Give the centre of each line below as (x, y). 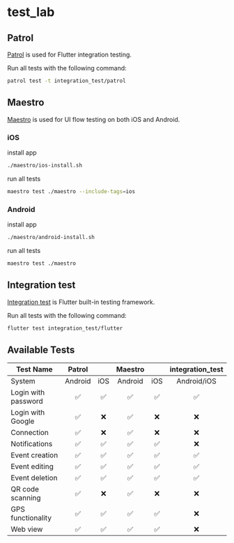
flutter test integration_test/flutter (65, 328)
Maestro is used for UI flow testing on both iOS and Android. (94, 119)
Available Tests (41, 350)
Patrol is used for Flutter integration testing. (70, 54)
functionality (31, 518)
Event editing (32, 466)
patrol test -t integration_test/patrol (67, 81)
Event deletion (34, 478)
